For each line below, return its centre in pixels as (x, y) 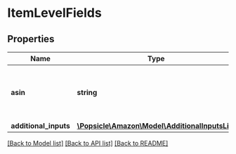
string (87, 92)
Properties (31, 39)
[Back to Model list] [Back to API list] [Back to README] (88, 143)
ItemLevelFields (54, 13)
